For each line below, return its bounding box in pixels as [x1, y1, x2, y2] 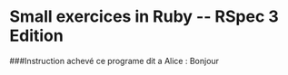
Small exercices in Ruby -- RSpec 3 [9, 6, 279, 27]
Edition [9, 25, 64, 46]
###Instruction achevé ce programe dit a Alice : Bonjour [9, 55, 220, 66]
